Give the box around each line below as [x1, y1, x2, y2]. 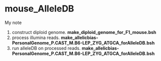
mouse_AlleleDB [4, 3, 74, 14]
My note [4, 19, 22, 25]
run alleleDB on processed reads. [11, 45, 81, 51]
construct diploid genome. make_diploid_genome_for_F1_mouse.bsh [11, 29, 156, 35]
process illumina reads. [11, 34, 60, 40]
